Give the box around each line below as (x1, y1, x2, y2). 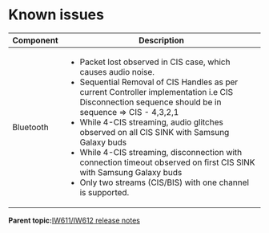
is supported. (79, 186, 130, 198)
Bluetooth (12, 121, 50, 133)
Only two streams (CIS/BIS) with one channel (79, 177, 250, 188)
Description (139, 35, 184, 46)
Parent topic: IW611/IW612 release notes (8, 215, 140, 225)
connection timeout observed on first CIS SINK (79, 157, 255, 168)
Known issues (8, 6, 104, 24)
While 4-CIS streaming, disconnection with (79, 146, 243, 157)
